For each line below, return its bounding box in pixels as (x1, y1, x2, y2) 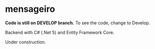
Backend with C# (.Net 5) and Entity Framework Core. (5, 29, 115, 35)
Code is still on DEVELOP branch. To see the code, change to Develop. (5, 20, 151, 26)
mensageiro (5, 3, 55, 15)
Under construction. (5, 39, 46, 45)
